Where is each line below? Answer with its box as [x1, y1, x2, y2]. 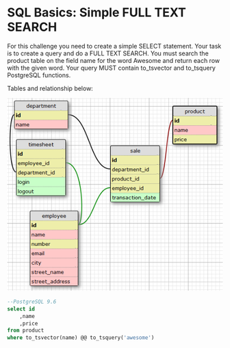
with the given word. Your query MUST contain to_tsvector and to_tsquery [7, 64, 216, 72]
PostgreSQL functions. [7, 70, 71, 79]
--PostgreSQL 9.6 [7, 298, 57, 305]
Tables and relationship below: [7, 84, 94, 92]
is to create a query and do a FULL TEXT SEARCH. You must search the [7, 49, 209, 57]
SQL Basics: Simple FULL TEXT [7, 5, 186, 21]
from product [7, 327, 44, 334]
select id [7, 306, 36, 312]
